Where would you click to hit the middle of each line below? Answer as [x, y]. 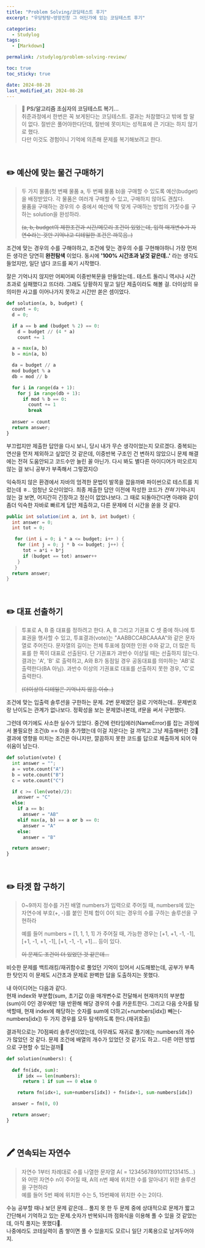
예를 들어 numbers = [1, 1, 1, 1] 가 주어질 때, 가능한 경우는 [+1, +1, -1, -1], [108, 933]
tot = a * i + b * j [43, 551]
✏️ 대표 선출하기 [35, 611]
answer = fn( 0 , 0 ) [35, 1104]
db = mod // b [30, 376]
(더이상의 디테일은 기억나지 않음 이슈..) [67, 689]
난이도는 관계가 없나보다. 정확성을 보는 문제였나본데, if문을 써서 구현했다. [99, 710]
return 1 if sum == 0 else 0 [60, 1082]
